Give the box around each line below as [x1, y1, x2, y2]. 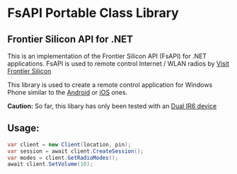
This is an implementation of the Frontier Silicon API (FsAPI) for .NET [7, 52, 207, 60]
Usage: [7, 122, 40, 134]
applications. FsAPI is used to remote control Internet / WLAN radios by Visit [7, 59, 230, 68]
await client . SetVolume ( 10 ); [7, 161, 93, 168]
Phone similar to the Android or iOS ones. [7, 88, 128, 96]
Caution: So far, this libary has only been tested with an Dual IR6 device [7, 102, 217, 110]
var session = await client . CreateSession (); [7, 147, 144, 155]
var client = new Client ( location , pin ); [7, 141, 132, 148]
